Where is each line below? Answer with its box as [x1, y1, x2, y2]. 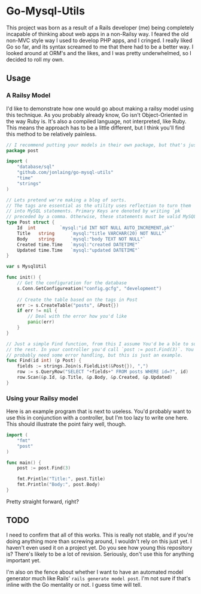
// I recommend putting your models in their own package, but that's [6, 142, 186, 148]
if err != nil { [17, 307, 58, 314]
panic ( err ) [28, 319, 55, 325]
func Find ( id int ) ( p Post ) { [6, 358, 82, 364]
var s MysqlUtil [6, 264, 47, 270]
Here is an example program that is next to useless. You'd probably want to [6, 408, 191, 415]
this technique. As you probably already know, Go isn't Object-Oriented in [6, 111, 188, 118]
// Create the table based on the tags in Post [17, 297, 138, 303]
